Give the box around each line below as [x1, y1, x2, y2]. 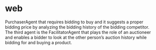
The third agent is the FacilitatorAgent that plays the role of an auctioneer [5, 29, 151, 35]
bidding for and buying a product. [5, 39, 72, 45]
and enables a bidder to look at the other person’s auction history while [5, 34, 147, 40]
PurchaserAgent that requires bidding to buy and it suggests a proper [5, 19, 144, 25]
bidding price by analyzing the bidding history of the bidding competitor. [5, 24, 149, 30]
